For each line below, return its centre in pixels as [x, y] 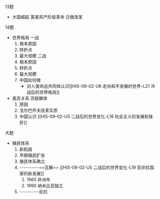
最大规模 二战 [33, 56]
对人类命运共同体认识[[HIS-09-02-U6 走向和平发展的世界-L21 [88, 86]
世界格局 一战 [25, 38]
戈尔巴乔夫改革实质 [39, 110]
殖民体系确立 [32, 161]
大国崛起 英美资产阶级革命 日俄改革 [47, 17]
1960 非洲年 [39, 180]
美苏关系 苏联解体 [30, 98]
